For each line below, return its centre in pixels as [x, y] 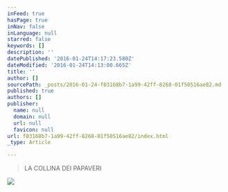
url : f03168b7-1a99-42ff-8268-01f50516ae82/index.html [88, 136]
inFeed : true [26, 14]
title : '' [21, 71]
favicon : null [34, 130]
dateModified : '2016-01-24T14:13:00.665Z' [69, 65]
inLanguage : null [32, 33]
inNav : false [26, 26]
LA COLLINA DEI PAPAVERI [63, 168]
